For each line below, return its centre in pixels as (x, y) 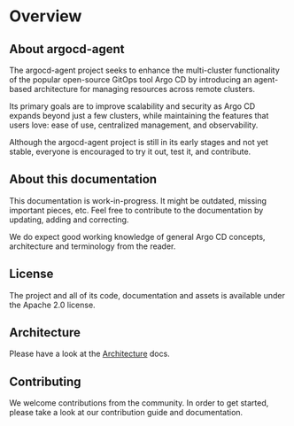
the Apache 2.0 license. (52, 305)
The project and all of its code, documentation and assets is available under (147, 295)
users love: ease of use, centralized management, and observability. (134, 125)
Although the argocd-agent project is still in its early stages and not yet (139, 142)
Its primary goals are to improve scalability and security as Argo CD (132, 106)
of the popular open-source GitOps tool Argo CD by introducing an (131, 80)
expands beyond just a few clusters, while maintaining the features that (139, 116)
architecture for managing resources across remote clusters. (144, 89)
